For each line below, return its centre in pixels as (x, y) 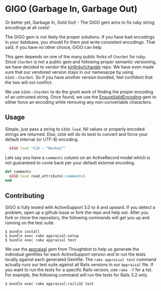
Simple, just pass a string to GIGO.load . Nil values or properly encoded (75, 129)
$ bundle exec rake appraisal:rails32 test (50, 284)
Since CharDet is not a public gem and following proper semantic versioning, (81, 62)
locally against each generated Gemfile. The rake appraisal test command (81, 259)
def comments (18, 171)
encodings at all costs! (27, 27)
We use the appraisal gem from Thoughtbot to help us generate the (72, 249)
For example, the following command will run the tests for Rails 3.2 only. (77, 275)
